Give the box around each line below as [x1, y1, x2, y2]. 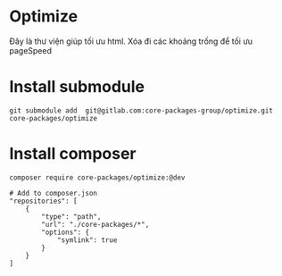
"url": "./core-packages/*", [41, 220, 150, 229]
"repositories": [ [9, 197, 78, 205]
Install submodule [9, 77, 145, 97]
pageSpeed [9, 45, 52, 55]
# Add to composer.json [9, 188, 98, 197]
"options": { [41, 228, 90, 237]
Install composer [9, 144, 137, 164]
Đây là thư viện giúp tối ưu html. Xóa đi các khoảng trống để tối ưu [9, 36, 253, 46]
